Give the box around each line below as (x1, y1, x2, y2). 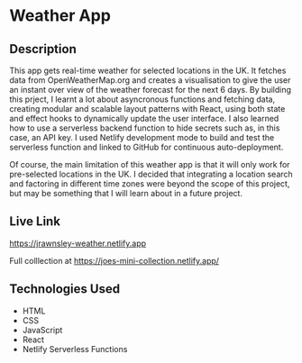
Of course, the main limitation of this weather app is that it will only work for (9, 159, 290, 169)
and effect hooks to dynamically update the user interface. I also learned (9, 113, 279, 123)
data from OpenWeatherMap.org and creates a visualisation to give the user (9, 75, 291, 86)
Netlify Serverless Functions (22, 343, 128, 354)
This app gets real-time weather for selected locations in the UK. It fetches (9, 65, 287, 76)
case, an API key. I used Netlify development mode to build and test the (9, 132, 275, 142)
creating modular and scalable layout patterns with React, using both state (9, 104, 286, 113)
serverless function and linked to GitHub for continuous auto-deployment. (9, 141, 284, 152)
